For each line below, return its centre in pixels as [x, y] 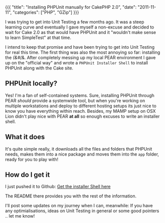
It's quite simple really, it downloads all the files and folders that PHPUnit [79, 149]
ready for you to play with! [32, 159]
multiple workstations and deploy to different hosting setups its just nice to [81, 106]
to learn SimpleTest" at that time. [38, 37]
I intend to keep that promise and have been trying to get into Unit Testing [80, 47]
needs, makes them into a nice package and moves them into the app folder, [82, 154]
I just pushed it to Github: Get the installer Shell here [58, 187]
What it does [25, 137]
